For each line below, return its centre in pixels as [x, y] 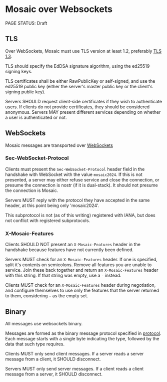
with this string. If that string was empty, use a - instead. [63, 275]
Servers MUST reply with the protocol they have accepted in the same [77, 200]
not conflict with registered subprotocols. [48, 220]
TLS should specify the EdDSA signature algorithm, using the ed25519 [77, 66]
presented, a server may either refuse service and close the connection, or [82, 179]
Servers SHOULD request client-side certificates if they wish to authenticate [84, 101]
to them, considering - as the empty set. [47, 296]
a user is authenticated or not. [36, 117]
